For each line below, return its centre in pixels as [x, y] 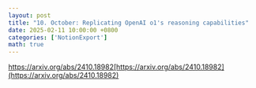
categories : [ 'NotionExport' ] [58, 37]
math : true [26, 45]
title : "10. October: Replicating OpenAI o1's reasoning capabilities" [128, 23]
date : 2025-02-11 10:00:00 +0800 [63, 30]
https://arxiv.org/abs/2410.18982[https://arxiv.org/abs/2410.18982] [117, 67]
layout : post [30, 15]
